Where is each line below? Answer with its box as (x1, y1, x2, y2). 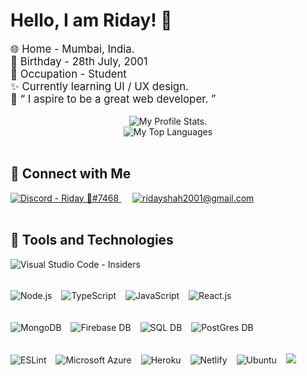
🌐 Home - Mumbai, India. (10, 42, 135, 56)
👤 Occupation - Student (10, 67, 127, 81)
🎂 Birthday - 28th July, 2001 (10, 54, 148, 68)
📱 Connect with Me (10, 165, 132, 183)
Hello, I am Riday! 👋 (10, 9, 173, 32)
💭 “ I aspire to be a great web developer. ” (10, 92, 217, 106)
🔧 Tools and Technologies (10, 232, 174, 249)
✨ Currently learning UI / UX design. (10, 79, 189, 93)
